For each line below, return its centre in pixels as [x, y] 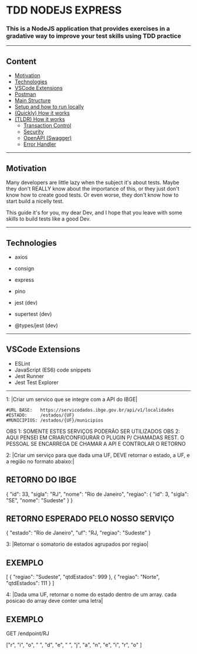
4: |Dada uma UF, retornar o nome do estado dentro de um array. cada [91, 595]
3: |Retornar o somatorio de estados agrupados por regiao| [77, 544]
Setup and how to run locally [49, 107]
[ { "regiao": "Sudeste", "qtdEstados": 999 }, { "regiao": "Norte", [83, 577]
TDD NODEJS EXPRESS [64, 10]
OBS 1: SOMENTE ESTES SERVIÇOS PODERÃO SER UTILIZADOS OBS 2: [93, 431]
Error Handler [40, 144]
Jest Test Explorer [36, 382]
